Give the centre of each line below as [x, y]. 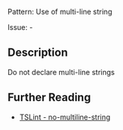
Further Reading [49, 97]
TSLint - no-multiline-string [65, 117]
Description [38, 53]
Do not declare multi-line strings [61, 72]
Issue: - [20, 27]
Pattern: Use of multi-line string [60, 12]
